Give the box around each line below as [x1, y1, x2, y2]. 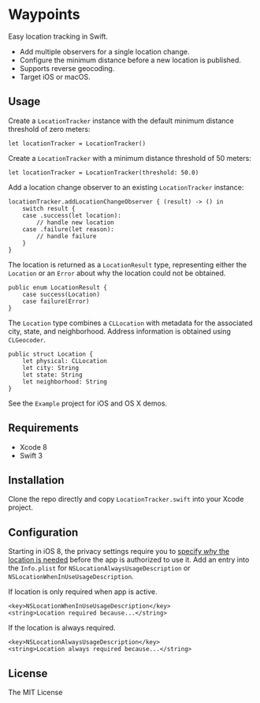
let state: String [22, 371, 83, 379]
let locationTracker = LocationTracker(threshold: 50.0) [8, 168, 199, 177]
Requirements [8, 421, 79, 435]
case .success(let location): [22, 211, 122, 219]
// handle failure [36, 232, 97, 240]
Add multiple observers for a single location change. [19, 47, 190, 56]
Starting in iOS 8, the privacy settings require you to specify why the [8, 547, 230, 556]
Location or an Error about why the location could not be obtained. [8, 268, 226, 278]
